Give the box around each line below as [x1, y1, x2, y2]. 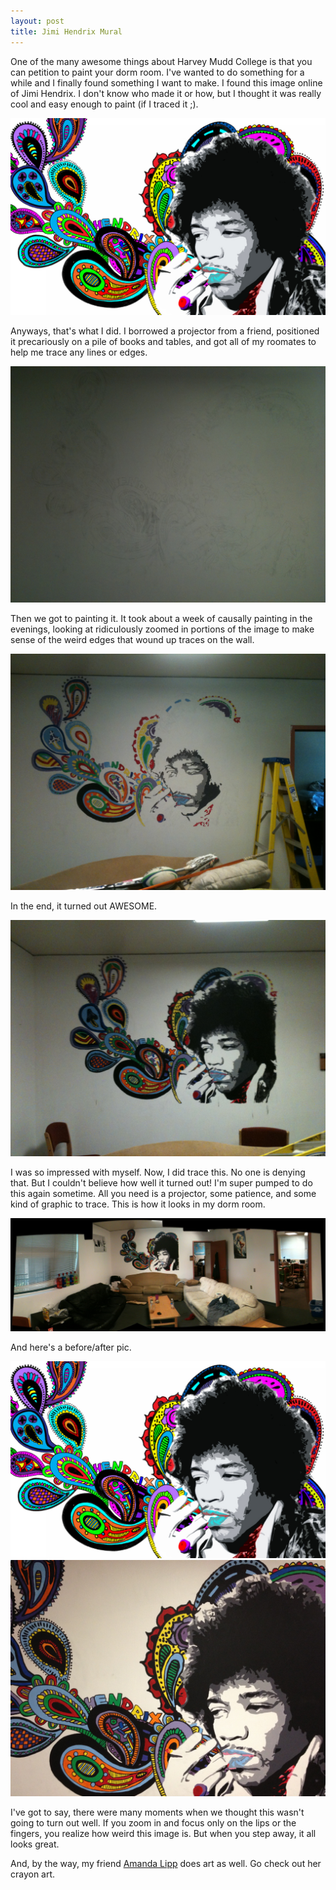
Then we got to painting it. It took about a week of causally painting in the [10, 612, 313, 624]
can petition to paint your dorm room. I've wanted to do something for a [10, 66, 305, 78]
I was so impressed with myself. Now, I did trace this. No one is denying [10, 1166, 306, 1178]
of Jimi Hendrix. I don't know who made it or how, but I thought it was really [10, 87, 322, 99]
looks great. [10, 1838, 60, 1850]
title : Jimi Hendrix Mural [10, 26, 123, 37]
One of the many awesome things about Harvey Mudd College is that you [10, 55, 313, 67]
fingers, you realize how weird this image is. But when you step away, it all [10, 1828, 317, 1840]
